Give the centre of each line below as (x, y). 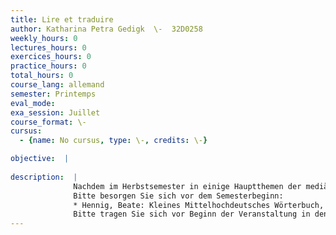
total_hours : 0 (42, 76)
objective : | (40, 159)
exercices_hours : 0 (51, 57)
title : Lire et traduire (62, 19)
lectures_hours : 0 (48, 47)
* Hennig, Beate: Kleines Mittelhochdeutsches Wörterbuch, (199, 205)
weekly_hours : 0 (44, 38)
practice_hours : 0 (48, 66)
